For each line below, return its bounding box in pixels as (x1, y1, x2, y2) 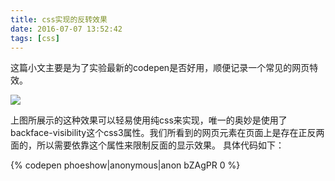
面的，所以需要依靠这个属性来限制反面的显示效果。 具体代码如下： (10, 139, 285, 151)
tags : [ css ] (10, 33, 60, 43)
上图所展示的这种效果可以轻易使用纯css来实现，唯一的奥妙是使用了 (10, 114, 288, 126)
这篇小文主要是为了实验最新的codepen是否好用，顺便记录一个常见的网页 (10, 62, 310, 74)
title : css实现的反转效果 (10, 14, 108, 25)
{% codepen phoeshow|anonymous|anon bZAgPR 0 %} (10, 159, 241, 171)
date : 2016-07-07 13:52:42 (10, 24, 123, 34)
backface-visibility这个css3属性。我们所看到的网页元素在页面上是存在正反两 (10, 127, 325, 139)
